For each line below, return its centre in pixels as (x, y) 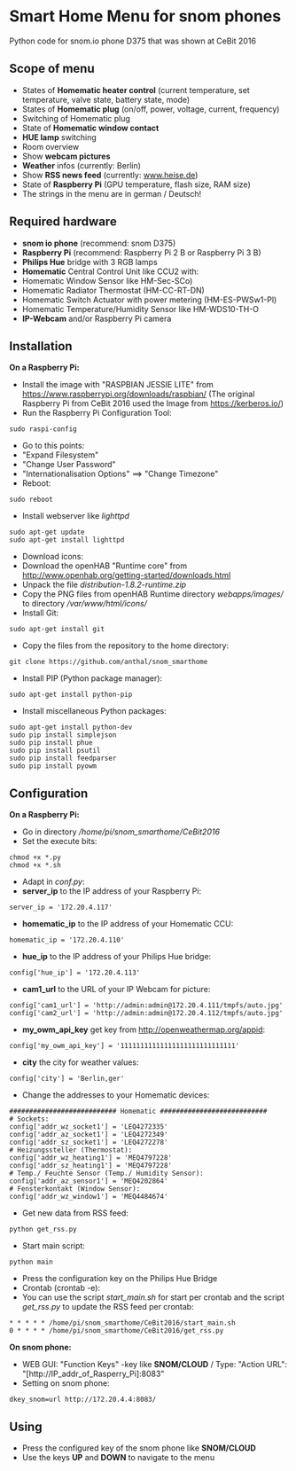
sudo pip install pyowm (53, 766)
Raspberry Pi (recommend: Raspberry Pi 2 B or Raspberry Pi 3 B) (141, 252)
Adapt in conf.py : (53, 882)
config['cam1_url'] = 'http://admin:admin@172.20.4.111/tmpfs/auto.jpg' (146, 1005)
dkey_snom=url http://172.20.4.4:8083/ (83, 1400)
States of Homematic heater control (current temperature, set (136, 90)
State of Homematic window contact (90, 128)
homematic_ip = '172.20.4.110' (67, 940)
